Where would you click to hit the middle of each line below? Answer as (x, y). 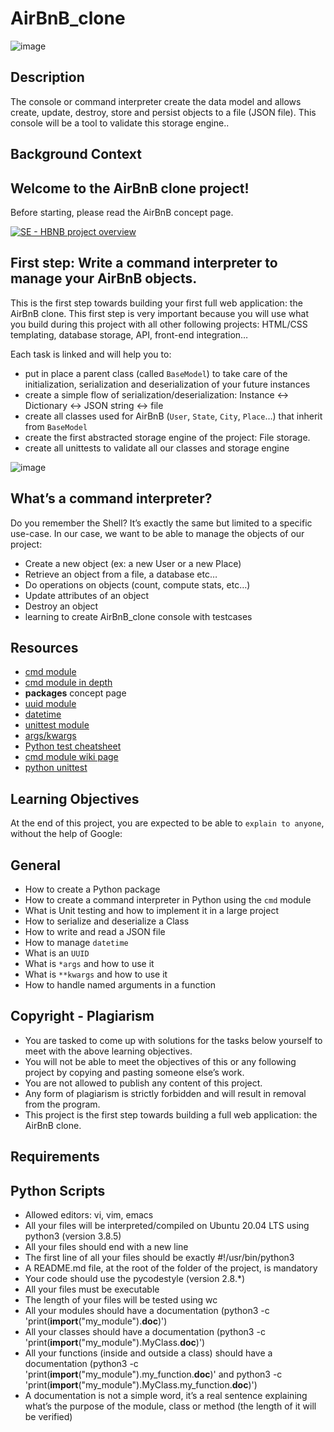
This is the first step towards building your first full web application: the (156, 303)
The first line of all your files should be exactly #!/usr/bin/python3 (159, 1258)
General (36, 865)
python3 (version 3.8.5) (73, 1236)
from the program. (62, 1104)
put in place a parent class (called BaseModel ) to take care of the (156, 373)
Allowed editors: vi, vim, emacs (89, 1215)
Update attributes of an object (87, 595)
